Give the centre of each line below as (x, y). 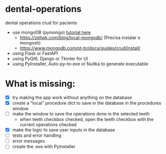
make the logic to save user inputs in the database (64, 130)
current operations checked (48, 125)
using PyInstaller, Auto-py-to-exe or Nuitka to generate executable (80, 64)
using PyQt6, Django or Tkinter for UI (50, 58)
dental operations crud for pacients (41, 23)
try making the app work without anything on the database (72, 97)
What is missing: (40, 84)
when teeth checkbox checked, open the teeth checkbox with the (87, 119)
